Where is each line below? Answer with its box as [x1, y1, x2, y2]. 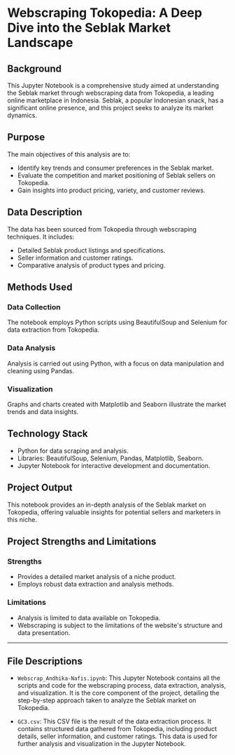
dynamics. [7, 111, 37, 119]
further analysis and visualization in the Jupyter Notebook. [17, 740, 187, 748]
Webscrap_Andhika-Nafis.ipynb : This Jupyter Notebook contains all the [17, 674, 221, 682]
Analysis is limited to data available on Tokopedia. [17, 613, 161, 622]
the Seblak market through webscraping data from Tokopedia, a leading [7, 89, 215, 97]
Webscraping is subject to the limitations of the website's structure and [17, 621, 222, 629]
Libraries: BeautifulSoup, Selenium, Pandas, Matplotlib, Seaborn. [17, 454, 204, 462]
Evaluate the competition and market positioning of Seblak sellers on [17, 171, 215, 180]
